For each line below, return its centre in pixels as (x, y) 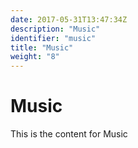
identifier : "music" (53, 38)
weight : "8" (35, 57)
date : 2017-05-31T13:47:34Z (69, 19)
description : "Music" (55, 29)
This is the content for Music (69, 134)
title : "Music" (42, 47)
